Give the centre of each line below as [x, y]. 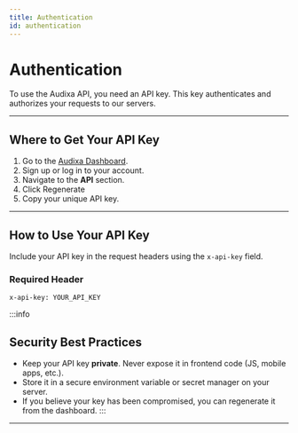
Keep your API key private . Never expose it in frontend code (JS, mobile [154, 364]
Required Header [47, 279]
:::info [20, 314]
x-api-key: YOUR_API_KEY [55, 298]
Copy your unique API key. [71, 199]
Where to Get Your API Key [84, 140]
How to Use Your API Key [79, 235]
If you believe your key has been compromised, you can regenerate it [149, 401]
